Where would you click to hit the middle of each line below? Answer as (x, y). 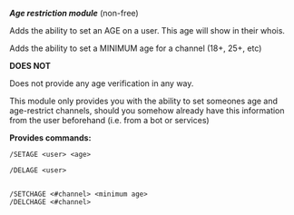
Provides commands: (50, 138)
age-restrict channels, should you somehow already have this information (147, 111)
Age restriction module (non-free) (74, 13)
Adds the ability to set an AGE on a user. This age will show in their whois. (147, 30)
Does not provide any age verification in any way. (102, 83)
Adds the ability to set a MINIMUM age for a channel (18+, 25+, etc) (136, 48)
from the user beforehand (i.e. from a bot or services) (110, 120)
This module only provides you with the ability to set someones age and (144, 101)
